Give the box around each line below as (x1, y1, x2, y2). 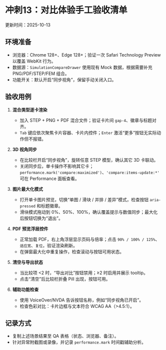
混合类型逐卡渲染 (12, 107, 48, 113)
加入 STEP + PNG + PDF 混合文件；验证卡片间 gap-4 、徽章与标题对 (19, 117, 157, 123)
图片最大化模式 (12, 186, 43, 192)
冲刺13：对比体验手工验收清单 (5, 4, 128, 16)
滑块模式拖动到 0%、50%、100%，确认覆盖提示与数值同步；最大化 (19, 209, 158, 215)
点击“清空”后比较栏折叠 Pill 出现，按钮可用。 (19, 276, 111, 282)
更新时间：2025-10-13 (5, 22, 51, 28)
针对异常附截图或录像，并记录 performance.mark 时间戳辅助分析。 (12, 339, 146, 345)
